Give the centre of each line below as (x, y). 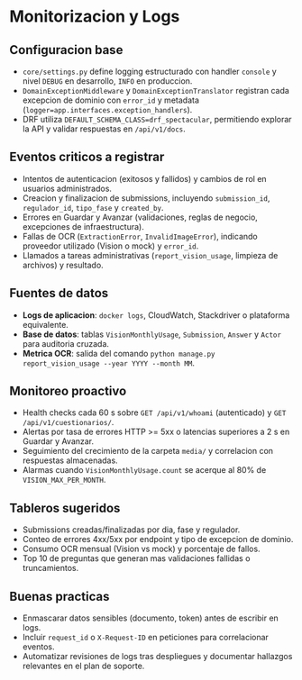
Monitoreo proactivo (68, 391)
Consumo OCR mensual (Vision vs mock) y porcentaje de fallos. (141, 549)
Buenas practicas (59, 596)
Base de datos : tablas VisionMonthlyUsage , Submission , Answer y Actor (152, 334)
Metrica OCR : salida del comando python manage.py (119, 353)
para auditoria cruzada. (66, 343)
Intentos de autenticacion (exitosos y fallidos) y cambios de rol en (145, 178)
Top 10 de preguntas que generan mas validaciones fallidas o (136, 558)
